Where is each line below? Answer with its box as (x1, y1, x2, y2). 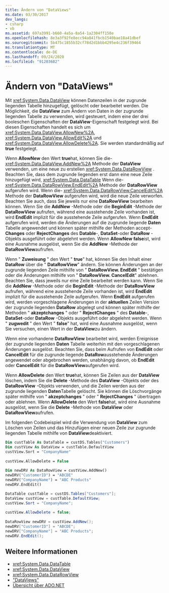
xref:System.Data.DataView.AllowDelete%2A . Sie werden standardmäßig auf (5, 140, 164, 146)
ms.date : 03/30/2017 (5, 12, 49, 17)
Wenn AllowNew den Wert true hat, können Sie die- (5, 155, 112, 161)
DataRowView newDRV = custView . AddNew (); (5, 519, 94, 524)
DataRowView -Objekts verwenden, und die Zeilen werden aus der (5, 383, 145, 389)
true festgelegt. (5, 146, 38, 152)
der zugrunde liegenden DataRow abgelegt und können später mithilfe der (5, 305, 160, 311)
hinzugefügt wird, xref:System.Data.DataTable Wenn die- (5, 177, 124, 183)
